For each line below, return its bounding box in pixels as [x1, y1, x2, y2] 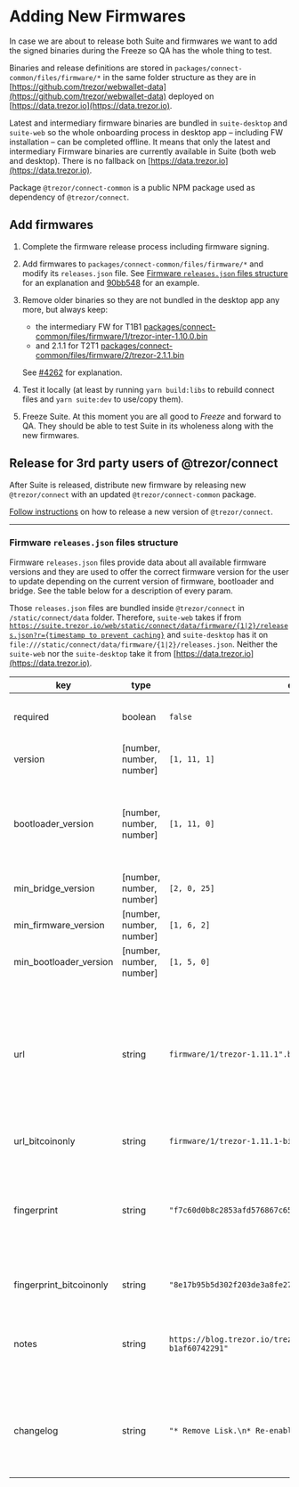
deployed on [168, 91, 214, 102]
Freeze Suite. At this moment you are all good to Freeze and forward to [21, 411, 282, 421]
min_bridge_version [13, 882, 95, 895]
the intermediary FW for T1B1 [35, 321, 142, 331]
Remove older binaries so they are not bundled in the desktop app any [21, 294, 280, 305]
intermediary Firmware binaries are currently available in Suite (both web [9, 145, 277, 157]
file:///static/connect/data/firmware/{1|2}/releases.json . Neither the [9, 639, 279, 650]
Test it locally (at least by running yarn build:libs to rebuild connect [21, 384, 275, 395]
